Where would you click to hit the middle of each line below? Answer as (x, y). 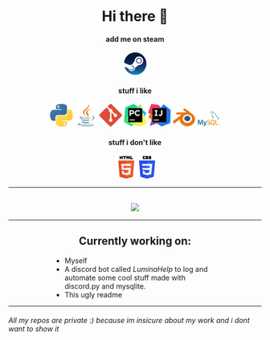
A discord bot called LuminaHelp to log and (136, 269)
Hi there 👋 (135, 16)
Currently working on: (135, 241)
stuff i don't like (135, 143)
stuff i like (135, 91)
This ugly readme (94, 294)
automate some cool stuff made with (125, 277)
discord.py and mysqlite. (105, 286)
